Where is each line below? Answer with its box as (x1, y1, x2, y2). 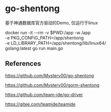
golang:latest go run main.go (5, 45, 63, 51)
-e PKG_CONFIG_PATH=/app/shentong (5, 35, 84, 41)
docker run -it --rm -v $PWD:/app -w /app (5, 29, 91, 35)
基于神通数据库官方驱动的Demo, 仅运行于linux (5, 20, 98, 26)
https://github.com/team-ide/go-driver (5, 91, 83, 97)
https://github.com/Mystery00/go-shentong (5, 72, 94, 79)
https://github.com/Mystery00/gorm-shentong (5, 82, 100, 88)
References (5, 59, 41, 68)
